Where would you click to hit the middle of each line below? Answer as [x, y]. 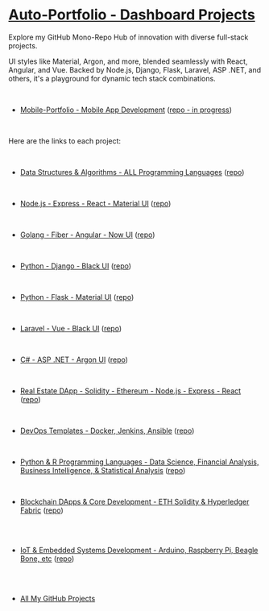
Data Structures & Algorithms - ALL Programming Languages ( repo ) [132, 172]
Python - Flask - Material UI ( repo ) [77, 297]
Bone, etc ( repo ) [47, 559]
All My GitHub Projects [58, 598]
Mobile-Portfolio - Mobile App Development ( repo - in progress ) [126, 110]
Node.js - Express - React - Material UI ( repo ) [95, 203]
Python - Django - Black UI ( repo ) [75, 266]
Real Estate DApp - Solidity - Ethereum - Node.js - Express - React [130, 391]
